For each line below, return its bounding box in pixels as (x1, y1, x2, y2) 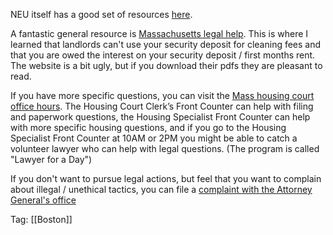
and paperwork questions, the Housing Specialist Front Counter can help (10, 111, 311, 123)
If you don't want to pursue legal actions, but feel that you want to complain (10, 173, 322, 184)
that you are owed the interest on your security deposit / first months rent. (10, 49, 316, 61)
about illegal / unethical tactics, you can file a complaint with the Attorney (10, 184, 313, 195)
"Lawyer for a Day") (10, 154, 93, 165)
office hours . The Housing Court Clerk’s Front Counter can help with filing (10, 100, 314, 112)
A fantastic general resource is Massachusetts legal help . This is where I (10, 28, 309, 39)
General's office (10, 194, 77, 206)
